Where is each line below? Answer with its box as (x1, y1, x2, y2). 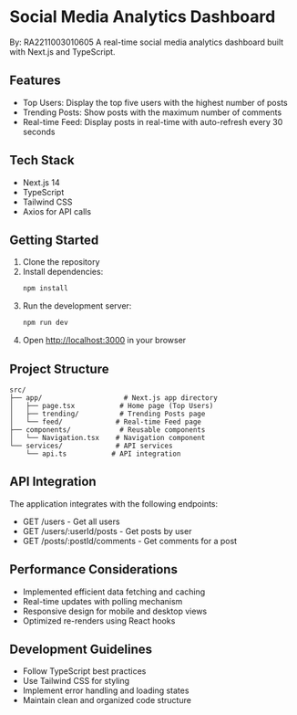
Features (9, 73, 61, 89)
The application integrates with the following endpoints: (9, 498, 219, 509)
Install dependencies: (22, 267, 104, 278)
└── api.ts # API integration (26, 449, 181, 458)
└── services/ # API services (9, 441, 173, 450)
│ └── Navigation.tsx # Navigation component (9, 433, 206, 442)
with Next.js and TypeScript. (9, 46, 116, 57)
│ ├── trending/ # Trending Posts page (9, 409, 206, 418)
